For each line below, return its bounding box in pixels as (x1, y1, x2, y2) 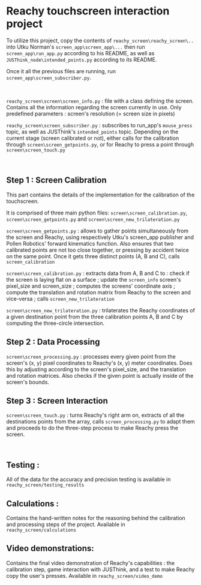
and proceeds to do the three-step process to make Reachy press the (6, 425, 179, 432)
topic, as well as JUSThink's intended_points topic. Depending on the (6, 128, 179, 135)
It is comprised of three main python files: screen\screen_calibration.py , (6, 209, 188, 216)
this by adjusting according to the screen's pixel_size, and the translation (6, 365, 186, 373)
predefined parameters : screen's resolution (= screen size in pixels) (6, 110, 175, 117)
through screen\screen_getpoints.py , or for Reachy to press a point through (6, 141, 194, 148)
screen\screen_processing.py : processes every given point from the (6, 353, 176, 360)
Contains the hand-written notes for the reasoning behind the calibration (6, 515, 186, 521)
